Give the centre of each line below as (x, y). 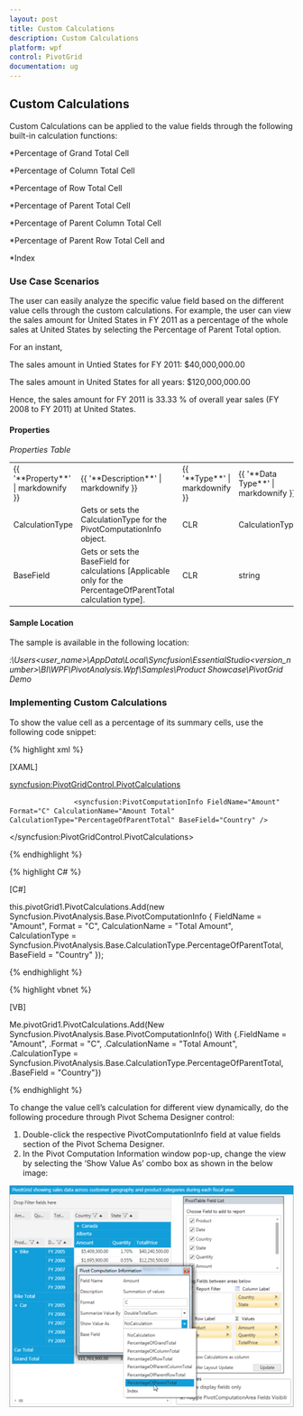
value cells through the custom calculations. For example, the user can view (150, 310)
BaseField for (106, 561)
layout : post (34, 19)
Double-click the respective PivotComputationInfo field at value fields (151, 1134)
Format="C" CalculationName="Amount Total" (92, 811)
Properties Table (40, 450)
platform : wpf (36, 48)
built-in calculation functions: (64, 135)
